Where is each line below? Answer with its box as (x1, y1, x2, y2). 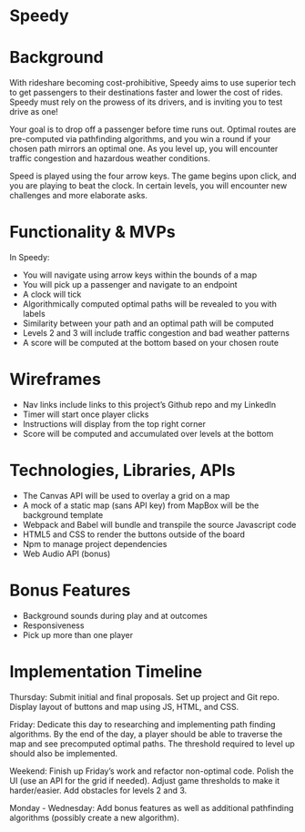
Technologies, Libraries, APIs (9, 461, 236, 481)
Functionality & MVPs (9, 222, 176, 242)
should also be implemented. (9, 747, 118, 758)
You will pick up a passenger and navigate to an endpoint (22, 279, 239, 290)
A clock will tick (22, 289, 82, 300)
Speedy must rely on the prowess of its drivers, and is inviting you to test (9, 96, 283, 107)
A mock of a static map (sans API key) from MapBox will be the (22, 500, 259, 511)
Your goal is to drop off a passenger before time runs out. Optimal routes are (9, 124, 297, 135)
